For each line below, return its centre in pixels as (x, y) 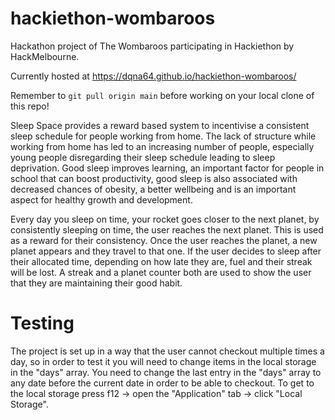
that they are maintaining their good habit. (96, 283)
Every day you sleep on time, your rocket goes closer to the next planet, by (165, 219)
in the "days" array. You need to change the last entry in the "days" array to (166, 372)
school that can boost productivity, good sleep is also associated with (154, 178)
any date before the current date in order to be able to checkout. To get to (162, 383)
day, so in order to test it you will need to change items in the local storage (163, 361)
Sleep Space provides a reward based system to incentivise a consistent (160, 125)
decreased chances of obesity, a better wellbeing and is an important (153, 189)
